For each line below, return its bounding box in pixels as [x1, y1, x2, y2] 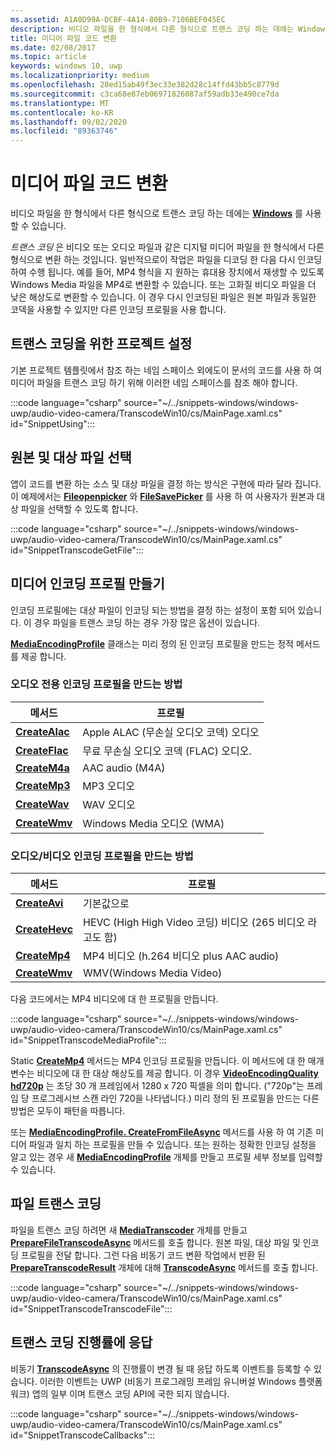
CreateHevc [15, 922, 74, 936]
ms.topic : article [10, 52, 87, 62]
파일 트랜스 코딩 [10, 1196, 102, 1213]
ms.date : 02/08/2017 [10, 42, 97, 53]
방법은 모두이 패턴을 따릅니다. [10, 1105, 126, 1117]
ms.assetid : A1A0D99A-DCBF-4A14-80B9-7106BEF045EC [10, 14, 226, 25]
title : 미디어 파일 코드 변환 [10, 33, 118, 43]
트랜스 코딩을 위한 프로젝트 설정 [10, 336, 193, 353]
